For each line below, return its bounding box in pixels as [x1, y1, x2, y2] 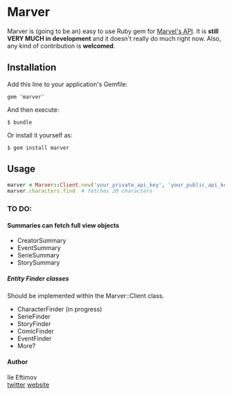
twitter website [7, 380, 50, 389]
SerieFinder [17, 312, 50, 321]
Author [7, 358, 28, 366]
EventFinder [17, 334, 52, 343]
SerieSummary [17, 251, 60, 260]
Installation [7, 61, 57, 73]
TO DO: [7, 204, 32, 214]
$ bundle [7, 119, 32, 126]
